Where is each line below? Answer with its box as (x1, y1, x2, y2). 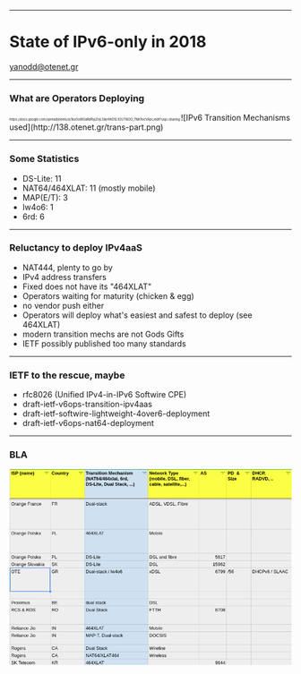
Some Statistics (9, 153, 80, 166)
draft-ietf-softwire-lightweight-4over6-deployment (21, 408, 211, 419)
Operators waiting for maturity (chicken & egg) (21, 290, 194, 301)
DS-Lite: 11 (21, 173, 62, 183)
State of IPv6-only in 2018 (9, 32, 207, 52)
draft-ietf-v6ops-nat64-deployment (21, 418, 155, 429)
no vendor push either (21, 300, 105, 311)
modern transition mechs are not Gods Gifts (21, 328, 185, 339)
